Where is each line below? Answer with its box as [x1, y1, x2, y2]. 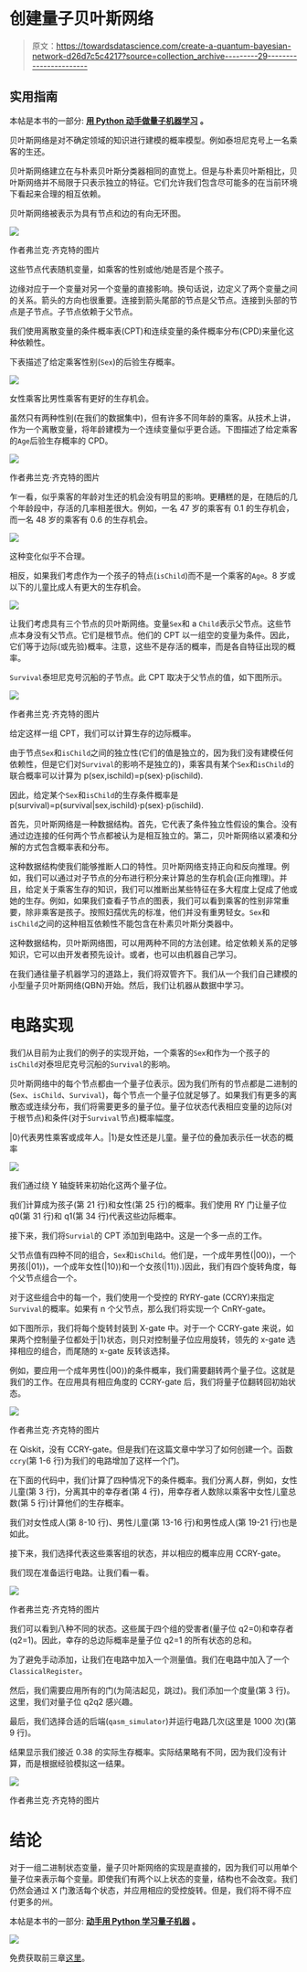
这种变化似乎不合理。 [9, 550, 90, 561]
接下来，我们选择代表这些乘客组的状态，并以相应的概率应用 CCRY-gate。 [9, 1547, 286, 1559]
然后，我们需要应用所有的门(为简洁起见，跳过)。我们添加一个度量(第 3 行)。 [9, 1684, 295, 1696]
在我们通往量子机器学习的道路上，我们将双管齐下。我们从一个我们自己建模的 [9, 968, 298, 979]
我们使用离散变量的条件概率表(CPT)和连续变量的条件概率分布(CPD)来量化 [9, 325, 286, 336]
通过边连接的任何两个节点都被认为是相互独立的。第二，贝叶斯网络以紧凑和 [9, 829, 290, 841]
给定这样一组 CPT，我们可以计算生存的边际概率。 [9, 728, 196, 739]
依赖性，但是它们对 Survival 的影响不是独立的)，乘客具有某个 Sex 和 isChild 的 [9, 758, 294, 769]
